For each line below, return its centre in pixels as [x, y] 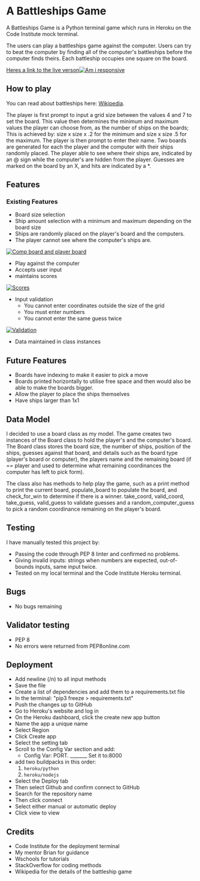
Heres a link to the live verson [43, 70]
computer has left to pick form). [45, 472]
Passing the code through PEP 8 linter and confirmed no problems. [97, 554]
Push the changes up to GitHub [54, 705]
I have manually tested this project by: [53, 542]
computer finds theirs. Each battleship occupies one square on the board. [97, 58]
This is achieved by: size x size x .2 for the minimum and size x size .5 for [96, 134]
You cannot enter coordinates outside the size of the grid [94, 306]
